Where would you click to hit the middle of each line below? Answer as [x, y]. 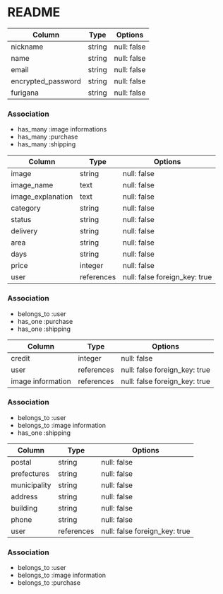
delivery [24, 231]
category [26, 208]
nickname [27, 47]
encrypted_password [46, 81]
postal [21, 462]
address [24, 496]
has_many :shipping [47, 144]
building [24, 508]
